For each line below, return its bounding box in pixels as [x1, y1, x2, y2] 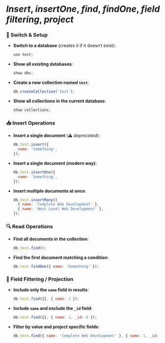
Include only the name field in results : [13, 287, 89, 293]
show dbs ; [13, 70, 34, 76]
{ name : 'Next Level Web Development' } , [18, 206, 104, 211]
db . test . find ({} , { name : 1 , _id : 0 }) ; [13, 315, 98, 320]
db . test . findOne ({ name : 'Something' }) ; [13, 264, 100, 269]
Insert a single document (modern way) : [13, 160, 97, 166]
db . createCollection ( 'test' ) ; [13, 89, 76, 94]
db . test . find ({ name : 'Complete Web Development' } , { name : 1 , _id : [13, 334, 159, 339]
